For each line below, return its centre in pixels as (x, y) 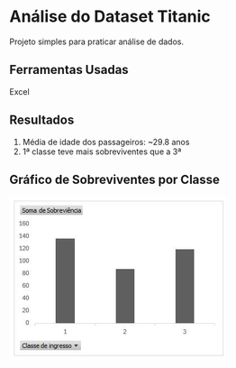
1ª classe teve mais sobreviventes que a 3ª (102, 152)
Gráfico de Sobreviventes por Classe (115, 179)
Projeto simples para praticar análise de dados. (97, 41)
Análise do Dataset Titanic (110, 17)
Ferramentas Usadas (69, 70)
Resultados (42, 120)
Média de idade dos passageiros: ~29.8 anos (106, 142)
